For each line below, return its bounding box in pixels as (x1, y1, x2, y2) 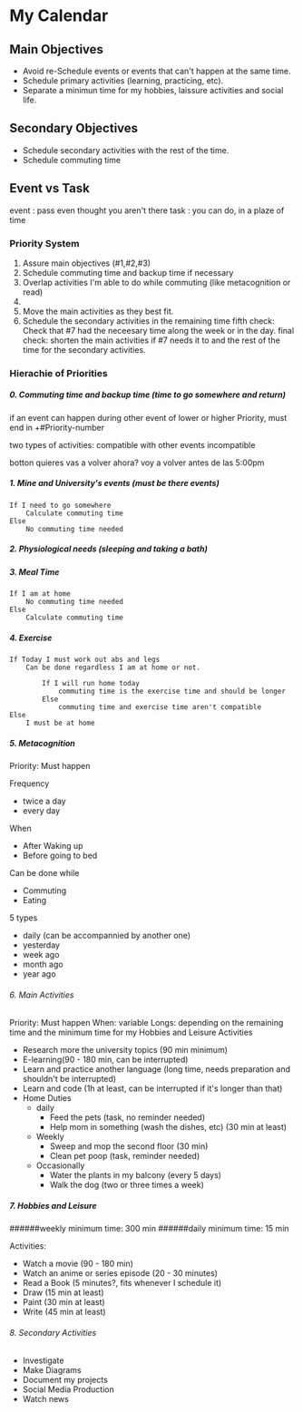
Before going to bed (22, 850, 98, 862)
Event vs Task (9, 180, 91, 196)
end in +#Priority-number (9, 422, 105, 433)
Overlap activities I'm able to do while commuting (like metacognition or (22, 277, 291, 287)
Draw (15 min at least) (22, 1287, 104, 1298)
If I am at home (9, 589, 71, 599)
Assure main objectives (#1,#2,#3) (22, 258, 151, 268)
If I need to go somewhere (9, 501, 112, 510)
